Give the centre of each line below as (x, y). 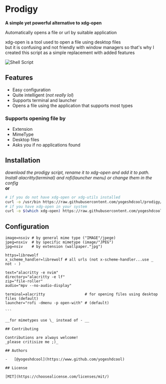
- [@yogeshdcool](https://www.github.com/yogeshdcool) (65, 359)
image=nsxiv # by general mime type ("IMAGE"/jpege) (61, 238)
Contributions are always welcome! (42, 338)
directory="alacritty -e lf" (35, 277)
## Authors (16, 351)
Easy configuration (31, 90)
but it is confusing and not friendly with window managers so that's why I (80, 47)
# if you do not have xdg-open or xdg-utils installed (63, 197)
